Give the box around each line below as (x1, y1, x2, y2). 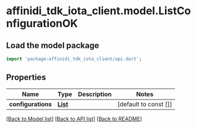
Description (78, 90, 112, 98)
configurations (9, 100, 52, 108)
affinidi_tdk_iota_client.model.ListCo (6, 4, 191, 18)
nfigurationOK (6, 17, 78, 30)
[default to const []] (117, 100, 172, 108)
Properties (6, 72, 46, 82)
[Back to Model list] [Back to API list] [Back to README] (6, 115, 142, 122)
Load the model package (6, 40, 100, 50)
